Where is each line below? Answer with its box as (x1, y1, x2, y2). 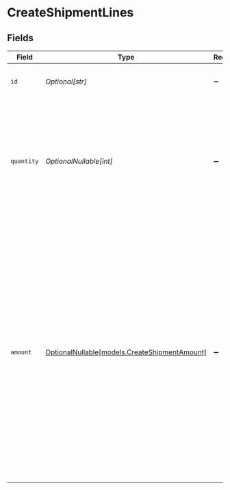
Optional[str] (45, 77, 87, 86)
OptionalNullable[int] (45, 156, 113, 166)
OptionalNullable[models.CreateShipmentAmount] (45, 347, 207, 357)
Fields (7, 32, 34, 44)
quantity (10, 158, 39, 165)
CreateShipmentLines (7, 5, 134, 21)
